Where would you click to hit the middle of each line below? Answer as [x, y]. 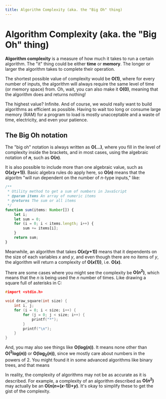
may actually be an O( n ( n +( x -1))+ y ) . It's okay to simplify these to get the [79, 386]
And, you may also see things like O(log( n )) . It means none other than [76, 348]
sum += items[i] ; [41, 228]
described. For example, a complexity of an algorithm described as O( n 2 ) [80, 380]
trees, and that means [27, 365]
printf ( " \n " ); [37, 329]
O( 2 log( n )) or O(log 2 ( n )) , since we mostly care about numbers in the [75, 353]
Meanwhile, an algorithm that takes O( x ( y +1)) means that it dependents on [81, 251]
